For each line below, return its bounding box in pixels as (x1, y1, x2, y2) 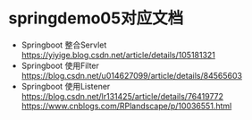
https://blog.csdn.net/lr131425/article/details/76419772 (21, 90, 224, 101)
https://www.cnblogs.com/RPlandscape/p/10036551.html (21, 100, 232, 111)
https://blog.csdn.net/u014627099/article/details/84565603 (21, 70, 243, 81)
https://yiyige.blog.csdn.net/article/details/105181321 (21, 49, 216, 60)
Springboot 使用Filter (21, 60, 100, 71)
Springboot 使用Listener (21, 81, 111, 91)
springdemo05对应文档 (8, 8, 184, 29)
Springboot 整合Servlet (21, 39, 107, 50)
